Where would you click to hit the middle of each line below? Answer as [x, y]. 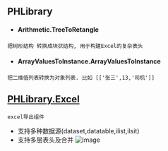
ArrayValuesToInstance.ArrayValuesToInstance [89, 61]
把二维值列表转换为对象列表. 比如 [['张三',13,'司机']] [81, 78]
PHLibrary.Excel [43, 99]
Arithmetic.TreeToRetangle [58, 29]
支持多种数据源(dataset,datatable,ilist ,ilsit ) [78, 131]
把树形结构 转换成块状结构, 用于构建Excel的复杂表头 [75, 46]
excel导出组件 [26, 117]
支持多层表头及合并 [46, 140]
